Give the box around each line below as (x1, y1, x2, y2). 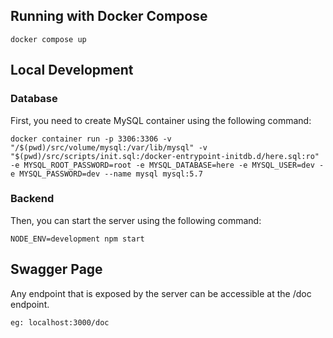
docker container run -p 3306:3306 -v (10, 134, 172, 144)
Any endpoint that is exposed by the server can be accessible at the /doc (10, 287, 312, 299)
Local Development (10, 62, 134, 79)
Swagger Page (10, 261, 103, 278)
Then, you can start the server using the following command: (10, 214, 262, 226)
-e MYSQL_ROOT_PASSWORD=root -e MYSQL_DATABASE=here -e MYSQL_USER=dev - (10, 160, 325, 170)
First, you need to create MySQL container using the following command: (10, 114, 312, 126)
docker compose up (10, 34, 87, 44)
